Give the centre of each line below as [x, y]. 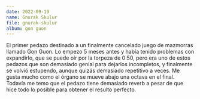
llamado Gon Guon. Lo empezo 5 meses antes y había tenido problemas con [100, 52]
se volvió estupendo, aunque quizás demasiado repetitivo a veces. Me [93, 71]
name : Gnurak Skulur [32, 17]
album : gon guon [26, 28]
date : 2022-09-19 [28, 12]
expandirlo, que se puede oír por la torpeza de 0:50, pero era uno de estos [98, 58]
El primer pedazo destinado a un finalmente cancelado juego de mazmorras [100, 45]
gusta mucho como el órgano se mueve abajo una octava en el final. [90, 77]
